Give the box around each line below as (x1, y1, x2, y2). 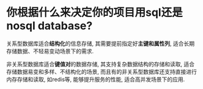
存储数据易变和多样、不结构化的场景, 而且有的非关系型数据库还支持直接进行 (6, 68, 197, 75)
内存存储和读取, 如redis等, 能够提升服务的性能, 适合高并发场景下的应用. (6, 76, 185, 83)
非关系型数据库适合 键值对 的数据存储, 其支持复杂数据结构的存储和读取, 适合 (6, 60, 194, 68)
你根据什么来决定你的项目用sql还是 (6, 5, 183, 20)
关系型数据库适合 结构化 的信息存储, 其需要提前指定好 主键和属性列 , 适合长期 (6, 40, 194, 47)
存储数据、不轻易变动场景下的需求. (6, 47, 94, 55)
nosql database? (6, 19, 93, 33)
